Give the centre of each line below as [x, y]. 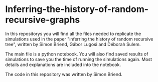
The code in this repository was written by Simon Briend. [64, 74]
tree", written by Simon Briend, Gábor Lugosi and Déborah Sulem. [73, 44]
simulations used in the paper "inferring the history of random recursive [79, 39]
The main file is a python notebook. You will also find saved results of [77, 54]
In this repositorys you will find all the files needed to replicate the [73, 33]
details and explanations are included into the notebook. [63, 64]
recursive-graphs [43, 20]
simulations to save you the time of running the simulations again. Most [78, 59]
